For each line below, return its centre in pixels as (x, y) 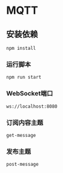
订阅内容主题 (25, 123)
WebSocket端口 (30, 94)
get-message (21, 135)
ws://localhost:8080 (32, 106)
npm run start (24, 77)
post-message (22, 165)
